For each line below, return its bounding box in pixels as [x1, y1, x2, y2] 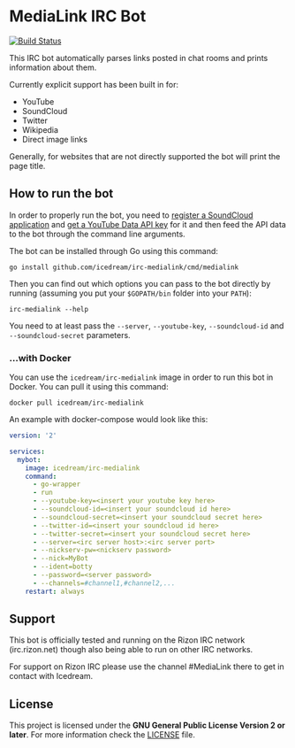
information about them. [9, 62, 97, 73]
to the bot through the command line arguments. [9, 228, 185, 239]
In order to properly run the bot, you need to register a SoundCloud [9, 210, 253, 220]
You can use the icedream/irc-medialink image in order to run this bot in [9, 372, 274, 382]
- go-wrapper [32, 480, 81, 489]
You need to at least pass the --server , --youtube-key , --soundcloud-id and [9, 320, 284, 331]
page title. [9, 160, 46, 171]
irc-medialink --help [9, 305, 89, 313]
